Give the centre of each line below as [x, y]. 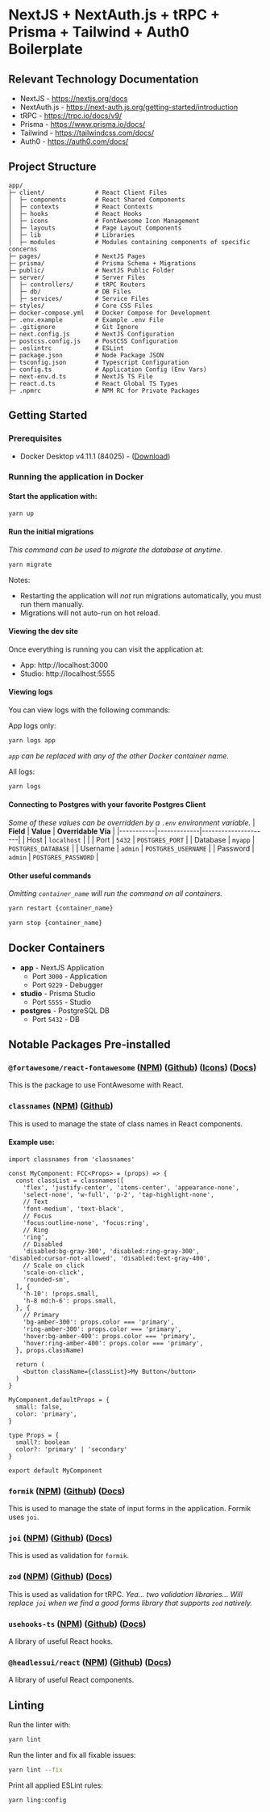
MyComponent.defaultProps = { [59, 1400]
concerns [23, 249]
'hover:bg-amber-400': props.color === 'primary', [110, 1336]
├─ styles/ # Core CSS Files [81, 306]
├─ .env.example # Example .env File [86, 320]
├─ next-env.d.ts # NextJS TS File [81, 376]
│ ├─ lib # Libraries [72, 235]
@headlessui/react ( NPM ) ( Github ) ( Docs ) [90, 1662]
